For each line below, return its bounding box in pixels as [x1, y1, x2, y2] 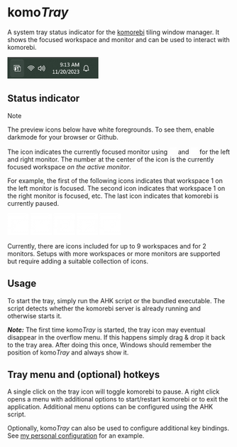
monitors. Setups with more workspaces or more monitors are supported [7, 249, 221, 258]
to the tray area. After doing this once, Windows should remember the [7, 340, 211, 349]
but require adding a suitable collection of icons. [7, 257, 149, 265]
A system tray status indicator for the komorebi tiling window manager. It [7, 28, 220, 36]
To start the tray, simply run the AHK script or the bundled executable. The [7, 296, 226, 305]
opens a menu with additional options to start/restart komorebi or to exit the [7, 395, 228, 404]
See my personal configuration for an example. [7, 431, 145, 440]
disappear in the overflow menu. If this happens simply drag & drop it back [7, 332, 226, 342]
